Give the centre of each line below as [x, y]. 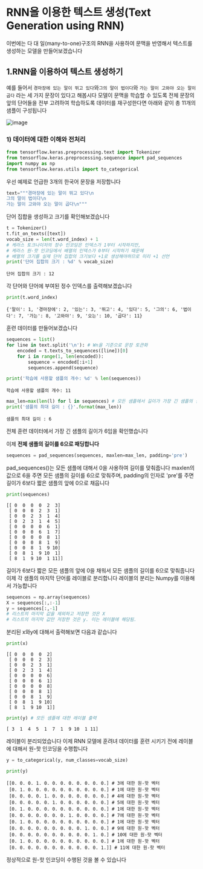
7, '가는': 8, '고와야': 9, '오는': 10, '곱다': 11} [80, 316]
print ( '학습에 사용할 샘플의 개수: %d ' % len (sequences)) [74, 379]
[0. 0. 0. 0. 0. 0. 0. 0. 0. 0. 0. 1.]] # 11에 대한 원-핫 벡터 [87, 847]
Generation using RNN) [66, 26]
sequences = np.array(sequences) [48, 597]
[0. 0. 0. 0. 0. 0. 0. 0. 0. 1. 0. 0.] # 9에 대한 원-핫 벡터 [84, 828]
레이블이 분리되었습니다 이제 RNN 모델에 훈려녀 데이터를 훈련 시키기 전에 [92, 741]
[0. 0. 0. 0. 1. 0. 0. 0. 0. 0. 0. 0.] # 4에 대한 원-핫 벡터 [84, 796]
